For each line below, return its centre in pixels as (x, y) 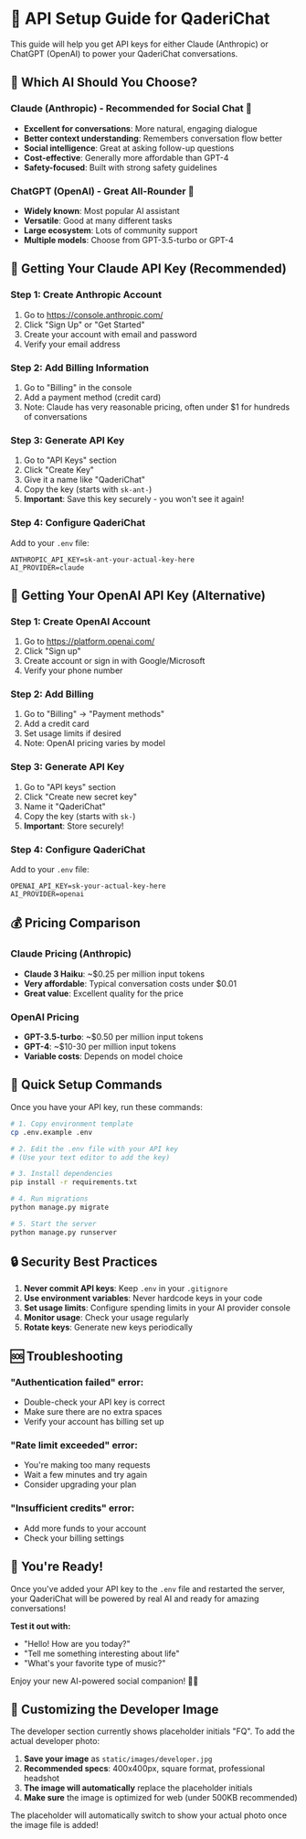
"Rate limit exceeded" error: (74, 1446)
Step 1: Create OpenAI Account (81, 621)
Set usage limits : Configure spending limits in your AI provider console (157, 1308)
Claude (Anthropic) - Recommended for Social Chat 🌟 (131, 109)
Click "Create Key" (59, 470)
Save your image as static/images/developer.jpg (118, 1759)
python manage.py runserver (64, 1232)
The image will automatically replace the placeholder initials (138, 1788)
